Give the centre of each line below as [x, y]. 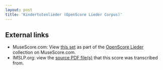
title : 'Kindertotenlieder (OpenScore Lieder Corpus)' [64, 15]
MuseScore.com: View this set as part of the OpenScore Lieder [78, 47]
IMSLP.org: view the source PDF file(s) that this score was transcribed [85, 58]
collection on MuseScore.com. [44, 52]
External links [27, 35]
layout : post [19, 10]
